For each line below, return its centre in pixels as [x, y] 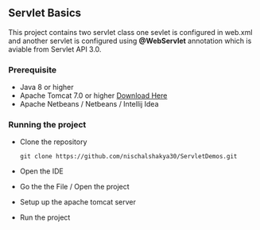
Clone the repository [53, 142]
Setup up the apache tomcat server [78, 202]
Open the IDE [41, 171]
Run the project [45, 217]
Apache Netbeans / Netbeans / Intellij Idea [89, 104]
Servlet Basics [45, 13]
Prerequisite [33, 69]
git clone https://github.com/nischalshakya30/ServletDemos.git [128, 157]
